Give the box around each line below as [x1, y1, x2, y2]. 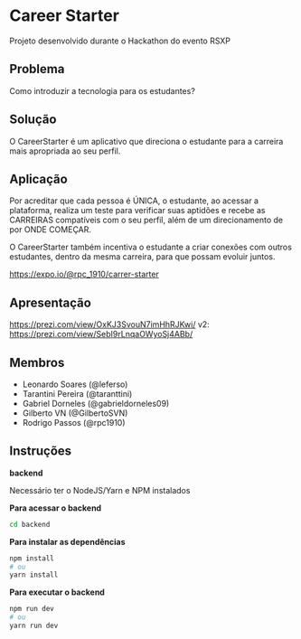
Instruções [9, 444, 72, 459]
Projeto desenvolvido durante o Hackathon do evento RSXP [9, 35, 231, 46]
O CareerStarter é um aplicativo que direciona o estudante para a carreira [9, 136, 284, 146]
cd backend [9, 520, 51, 529]
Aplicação [9, 171, 68, 186]
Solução [9, 112, 57, 127]
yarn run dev [9, 621, 59, 631]
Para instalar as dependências [9, 536, 126, 547]
